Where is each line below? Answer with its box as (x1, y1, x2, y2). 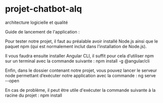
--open (5, 78, 19, 84)
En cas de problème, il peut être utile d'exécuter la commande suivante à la (5, 87, 156, 93)
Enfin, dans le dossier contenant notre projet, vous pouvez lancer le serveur (5, 67, 157, 73)
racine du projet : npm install (5, 92, 62, 98)
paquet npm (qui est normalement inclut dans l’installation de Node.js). (5, 43, 147, 49)
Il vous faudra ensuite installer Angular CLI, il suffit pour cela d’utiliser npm (5, 52, 154, 59)
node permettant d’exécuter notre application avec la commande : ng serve (5, 72, 156, 78)
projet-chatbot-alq (5, 3, 82, 15)
